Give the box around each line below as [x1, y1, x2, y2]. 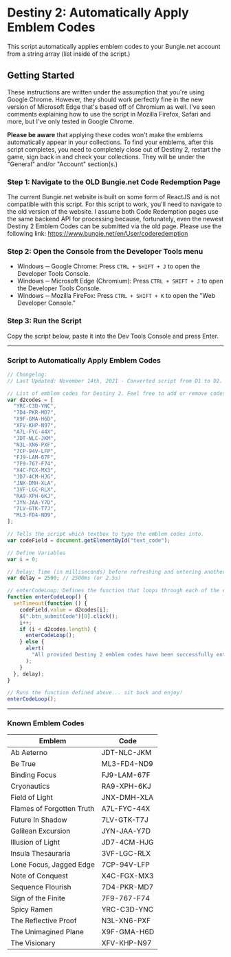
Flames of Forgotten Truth [10, 804, 95, 814]
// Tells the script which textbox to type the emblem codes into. [7, 531, 205, 538]
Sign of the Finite [10, 894, 65, 903]
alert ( [25, 645, 45, 652]
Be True [10, 759, 36, 769]
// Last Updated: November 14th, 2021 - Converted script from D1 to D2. [7, 377, 223, 384]
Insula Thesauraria [10, 849, 71, 858]
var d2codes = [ [7, 396, 54, 403]
